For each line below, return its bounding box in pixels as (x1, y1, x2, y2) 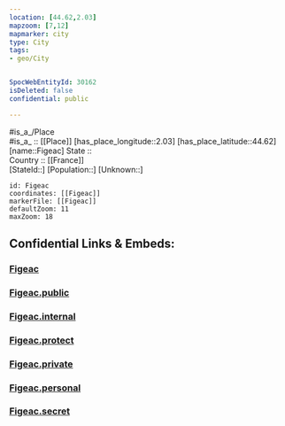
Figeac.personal (9, 382, 81, 394)
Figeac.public (9, 286, 70, 298)
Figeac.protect (9, 334, 74, 346)
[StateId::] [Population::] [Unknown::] (9, 164, 143, 174)
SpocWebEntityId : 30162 (9, 78, 97, 87)
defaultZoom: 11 (9, 205, 69, 213)
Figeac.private (9, 358, 73, 370)
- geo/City (9, 54, 50, 63)
